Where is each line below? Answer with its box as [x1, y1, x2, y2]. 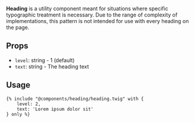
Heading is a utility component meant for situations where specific [6, 5, 168, 12]
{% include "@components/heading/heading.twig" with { [6, 96, 144, 102]
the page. [6, 24, 30, 31]
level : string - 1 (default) [14, 56, 75, 64]
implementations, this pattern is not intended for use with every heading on [6, 18, 189, 24]
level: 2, [17, 101, 41, 107]
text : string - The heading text [14, 63, 89, 70]
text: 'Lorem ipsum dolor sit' [17, 106, 94, 112]
